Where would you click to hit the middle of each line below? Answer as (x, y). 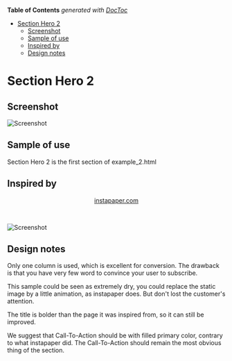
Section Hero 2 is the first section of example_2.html (82, 162)
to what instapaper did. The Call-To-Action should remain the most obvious (114, 343)
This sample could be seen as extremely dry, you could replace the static (111, 287)
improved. (21, 322)
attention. (21, 301)
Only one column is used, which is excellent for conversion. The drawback (113, 266)
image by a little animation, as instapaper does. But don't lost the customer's (116, 294)
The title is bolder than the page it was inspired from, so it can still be (106, 314)
